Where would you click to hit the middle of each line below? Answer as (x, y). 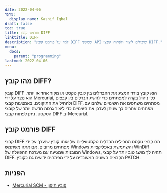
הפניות (15, 173)
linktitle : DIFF (22, 38)
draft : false (19, 24)
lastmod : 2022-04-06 (27, 61)
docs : (15, 51)
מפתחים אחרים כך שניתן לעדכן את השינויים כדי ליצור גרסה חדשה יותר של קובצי (79, 109)
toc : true (15, 28)
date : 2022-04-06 (23, 10)
